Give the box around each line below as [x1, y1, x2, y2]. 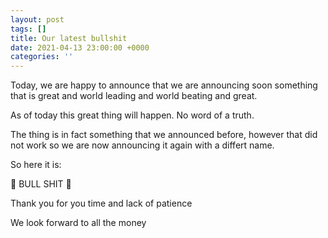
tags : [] [10, 24, 47, 34]
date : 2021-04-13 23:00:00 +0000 [10, 42, 150, 53]
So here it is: [10, 159, 62, 171]
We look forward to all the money [10, 217, 147, 229]
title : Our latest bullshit [10, 33, 128, 43]
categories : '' [10, 52, 74, 62]
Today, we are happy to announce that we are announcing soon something [10, 79, 318, 91]
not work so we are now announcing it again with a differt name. [10, 139, 275, 151]
